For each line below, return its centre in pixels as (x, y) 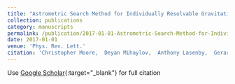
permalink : (23, 33)
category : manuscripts (40, 27)
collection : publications (45, 20)
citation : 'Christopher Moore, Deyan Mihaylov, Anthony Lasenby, (108, 53)
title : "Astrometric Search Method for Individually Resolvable (103, 14)
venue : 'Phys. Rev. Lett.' (47, 46)
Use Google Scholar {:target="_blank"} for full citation (84, 72)
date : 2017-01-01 (33, 40)
